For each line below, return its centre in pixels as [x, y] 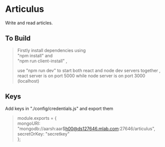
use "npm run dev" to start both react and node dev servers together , [89, 70]
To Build [18, 38]
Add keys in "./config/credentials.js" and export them [59, 108]
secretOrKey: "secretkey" [43, 134]
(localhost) [28, 81]
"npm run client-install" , [42, 61]
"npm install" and [35, 55]
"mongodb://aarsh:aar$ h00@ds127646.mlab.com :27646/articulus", [86, 128]
